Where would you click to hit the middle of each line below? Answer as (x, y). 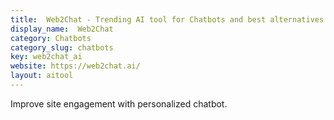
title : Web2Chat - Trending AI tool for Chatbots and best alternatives (167, 19)
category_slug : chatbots (62, 47)
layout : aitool (42, 76)
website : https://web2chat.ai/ (75, 66)
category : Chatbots (51, 38)
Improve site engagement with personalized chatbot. (119, 103)
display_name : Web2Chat (62, 29)
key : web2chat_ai (46, 57)
